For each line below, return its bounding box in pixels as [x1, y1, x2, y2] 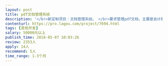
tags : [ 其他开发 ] [5, 26, 38, 31]
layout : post [5, 7, 32, 12]
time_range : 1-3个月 [5, 53, 46, 59]
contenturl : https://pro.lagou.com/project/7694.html [5, 21, 120, 26]
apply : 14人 [5, 44, 29, 49]
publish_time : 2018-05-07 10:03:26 [5, 35, 79, 40]
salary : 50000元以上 [5, 30, 46, 35]
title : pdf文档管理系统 [5, 12, 50, 17]
